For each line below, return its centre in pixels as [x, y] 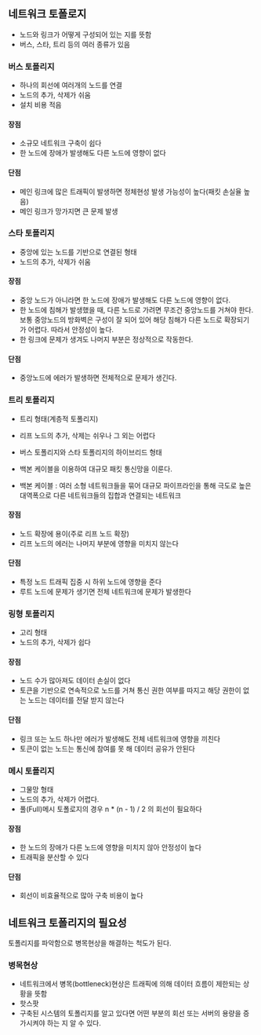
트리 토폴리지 [31, 400]
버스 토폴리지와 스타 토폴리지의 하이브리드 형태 [91, 452]
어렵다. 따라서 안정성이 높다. [71, 330]
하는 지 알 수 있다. [74, 1023]
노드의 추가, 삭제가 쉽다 [55, 642]
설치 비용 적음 [40, 105]
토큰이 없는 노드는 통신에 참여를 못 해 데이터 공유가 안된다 [107, 748]
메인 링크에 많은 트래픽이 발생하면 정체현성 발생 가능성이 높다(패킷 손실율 [130, 192]
